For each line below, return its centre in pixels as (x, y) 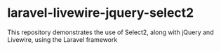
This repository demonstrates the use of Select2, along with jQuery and (110, 32)
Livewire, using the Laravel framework (62, 39)
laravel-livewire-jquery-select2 (101, 13)
